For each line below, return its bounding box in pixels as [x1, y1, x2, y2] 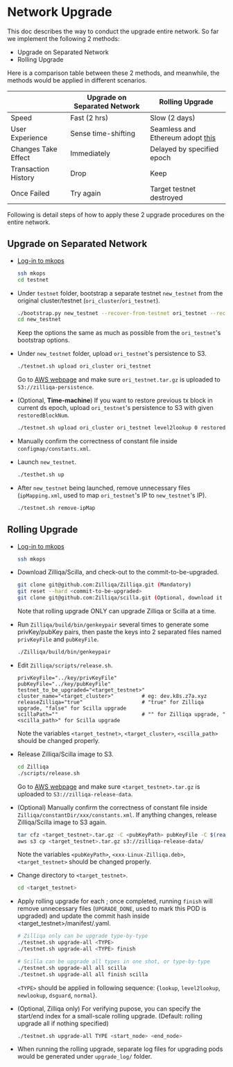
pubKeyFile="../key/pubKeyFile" [17, 681, 111, 688]
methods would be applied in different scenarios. [7, 76, 147, 84]
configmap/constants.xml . [17, 445, 92, 452]
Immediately [70, 148, 111, 158]
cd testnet [17, 276, 49, 283]
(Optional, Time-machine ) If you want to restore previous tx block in [17, 396, 213, 404]
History [10, 173, 35, 182]
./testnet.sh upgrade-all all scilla [17, 964, 127, 971]
